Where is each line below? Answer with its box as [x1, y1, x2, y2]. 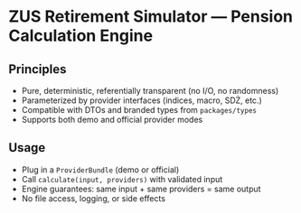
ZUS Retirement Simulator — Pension [8, 6, 294, 27]
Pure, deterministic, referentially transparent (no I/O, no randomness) [21, 86, 279, 96]
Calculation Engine [8, 25, 154, 46]
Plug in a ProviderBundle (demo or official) [21, 164, 180, 175]
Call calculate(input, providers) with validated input [21, 173, 223, 184]
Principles [8, 61, 67, 77]
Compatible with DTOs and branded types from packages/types [21, 105, 257, 115]
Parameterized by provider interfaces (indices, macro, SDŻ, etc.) [21, 95, 263, 106]
